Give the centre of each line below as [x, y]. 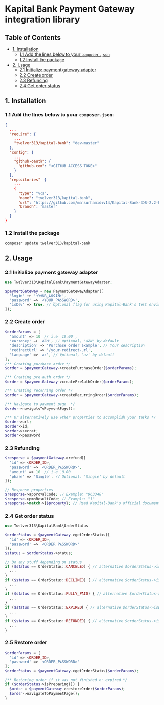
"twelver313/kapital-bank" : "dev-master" [56, 143]
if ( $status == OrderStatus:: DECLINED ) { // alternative [64, 580]
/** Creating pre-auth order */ [38, 377]
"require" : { [23, 134]
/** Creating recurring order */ [39, 391]
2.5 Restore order [26, 643]
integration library [42, 19]
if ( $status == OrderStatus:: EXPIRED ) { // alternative [63, 608]
